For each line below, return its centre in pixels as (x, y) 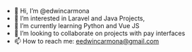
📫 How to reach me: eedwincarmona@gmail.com (86, 41)
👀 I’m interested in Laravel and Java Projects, (79, 18)
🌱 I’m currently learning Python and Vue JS (77, 26)
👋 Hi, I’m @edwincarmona (52, 11)
